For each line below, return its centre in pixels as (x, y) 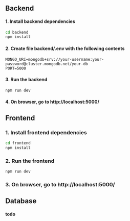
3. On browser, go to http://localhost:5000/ (60, 184)
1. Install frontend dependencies (46, 132)
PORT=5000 (16, 68)
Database (21, 201)
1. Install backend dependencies (40, 21)
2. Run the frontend (30, 161)
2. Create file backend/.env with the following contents (65, 48)
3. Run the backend (26, 80)
